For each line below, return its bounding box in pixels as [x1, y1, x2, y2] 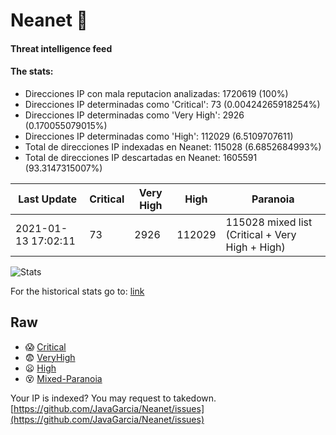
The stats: [10, 65, 54, 78]
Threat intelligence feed [10, 42, 113, 54]
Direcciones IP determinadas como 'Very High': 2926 [24, 109, 245, 121]
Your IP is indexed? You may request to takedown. [10, 392, 217, 404]
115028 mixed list [225, 215, 313, 229]
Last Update [18, 192, 78, 206]
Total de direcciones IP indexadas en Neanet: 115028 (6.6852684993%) [24, 140, 322, 153]
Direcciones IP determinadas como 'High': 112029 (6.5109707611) [24, 130, 294, 142]
